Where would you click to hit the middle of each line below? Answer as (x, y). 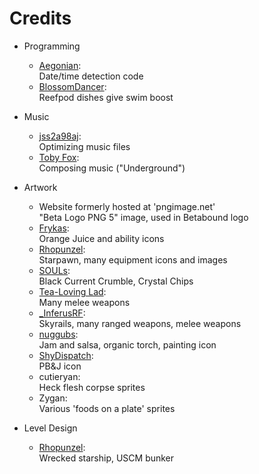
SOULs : (54, 270)
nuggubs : (58, 334)
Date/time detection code (91, 76)
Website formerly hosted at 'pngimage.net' (127, 206)
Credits (40, 18)
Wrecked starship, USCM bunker (106, 458)
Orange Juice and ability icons (101, 238)
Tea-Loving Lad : (72, 291)
